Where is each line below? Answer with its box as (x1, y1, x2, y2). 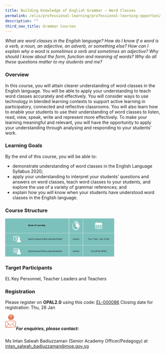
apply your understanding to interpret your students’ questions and (12, 173, 149, 179)
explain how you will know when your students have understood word (12, 189, 155, 195)
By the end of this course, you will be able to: (5, 153, 97, 159)
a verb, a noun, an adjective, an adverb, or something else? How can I (5, 43, 149, 49)
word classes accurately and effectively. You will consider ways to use (5, 93, 149, 99)
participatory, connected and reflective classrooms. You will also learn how (5, 103, 158, 109)
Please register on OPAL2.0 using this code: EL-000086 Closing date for (5, 300, 153, 305)
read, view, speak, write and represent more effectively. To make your (5, 114, 147, 120)
